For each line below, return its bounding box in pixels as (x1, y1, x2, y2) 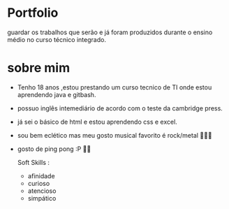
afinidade (27, 171, 55, 180)
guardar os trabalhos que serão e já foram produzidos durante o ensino (7, 28, 213, 36)
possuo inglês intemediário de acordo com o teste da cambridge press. (17, 103, 223, 113)
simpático (27, 194, 57, 202)
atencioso (27, 187, 57, 195)
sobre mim (7, 60, 71, 76)
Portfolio (7, 5, 59, 21)
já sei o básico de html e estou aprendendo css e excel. (17, 117, 178, 126)
